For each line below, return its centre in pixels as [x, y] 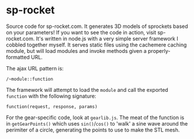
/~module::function [30, 79]
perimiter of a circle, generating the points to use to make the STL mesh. [93, 130]
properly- [159, 51]
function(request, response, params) [52, 106]
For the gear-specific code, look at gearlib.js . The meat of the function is [95, 117]
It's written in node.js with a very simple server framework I [107, 38]
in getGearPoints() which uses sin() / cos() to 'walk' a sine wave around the [97, 123]
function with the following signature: [51, 96]
